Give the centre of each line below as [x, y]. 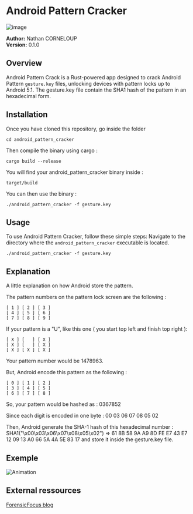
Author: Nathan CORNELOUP [42, 38]
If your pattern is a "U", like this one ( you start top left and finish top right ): [97, 329]
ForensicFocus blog [30, 505]
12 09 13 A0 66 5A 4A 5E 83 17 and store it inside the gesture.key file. [90, 439]
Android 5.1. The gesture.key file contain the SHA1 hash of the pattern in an [96, 90]
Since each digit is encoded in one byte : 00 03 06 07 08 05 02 [82, 416]
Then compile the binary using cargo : [52, 150]
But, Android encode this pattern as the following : [67, 372]
